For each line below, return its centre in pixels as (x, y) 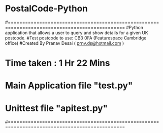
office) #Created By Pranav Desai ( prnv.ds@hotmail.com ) (65, 43)
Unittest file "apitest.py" (56, 108)
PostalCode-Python (47, 9)
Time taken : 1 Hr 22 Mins (58, 63)
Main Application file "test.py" (69, 85)
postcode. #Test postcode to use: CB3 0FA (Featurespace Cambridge (76, 38)
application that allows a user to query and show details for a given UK (77, 33)
